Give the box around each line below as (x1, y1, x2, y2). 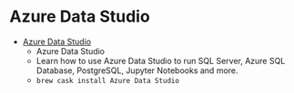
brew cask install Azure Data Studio (35, 76, 180, 85)
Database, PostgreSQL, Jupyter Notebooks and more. (35, 65, 238, 76)
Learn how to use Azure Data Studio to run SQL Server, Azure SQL (35, 55, 286, 66)
